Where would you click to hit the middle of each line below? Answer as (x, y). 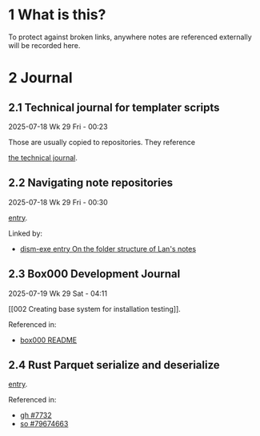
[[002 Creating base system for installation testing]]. (95, 309)
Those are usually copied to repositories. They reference (102, 142)
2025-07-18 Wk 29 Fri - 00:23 (58, 127)
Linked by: (25, 233)
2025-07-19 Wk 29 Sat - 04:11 (58, 293)
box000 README (48, 340)
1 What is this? (57, 15)
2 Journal (41, 78)
